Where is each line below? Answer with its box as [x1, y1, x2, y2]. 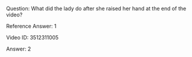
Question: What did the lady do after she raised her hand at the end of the [6, 5, 187, 12]
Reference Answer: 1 [6, 23, 57, 29]
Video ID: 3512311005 [6, 34, 59, 41]
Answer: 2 [6, 45, 31, 52]
